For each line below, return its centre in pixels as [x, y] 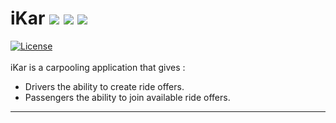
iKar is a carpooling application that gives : [98, 67]
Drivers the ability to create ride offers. [104, 86]
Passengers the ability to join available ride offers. [127, 97]
